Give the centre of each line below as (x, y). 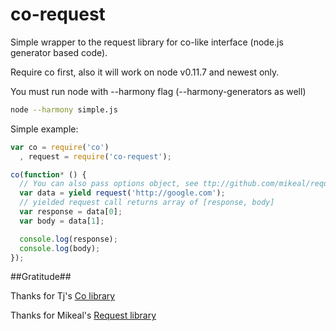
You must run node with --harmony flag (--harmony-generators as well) (158, 91)
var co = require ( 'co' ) (60, 147)
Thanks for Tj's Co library (63, 296)
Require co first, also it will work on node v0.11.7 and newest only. (145, 72)
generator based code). (59, 52)
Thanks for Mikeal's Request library (83, 315)
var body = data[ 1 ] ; (62, 221)
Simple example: (44, 129)
